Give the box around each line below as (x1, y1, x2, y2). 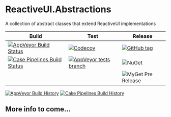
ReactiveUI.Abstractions (5, 4, 111, 15)
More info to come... (5, 105, 71, 113)
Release (132, 32, 153, 39)
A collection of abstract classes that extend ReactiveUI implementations (5, 20, 156, 27)
